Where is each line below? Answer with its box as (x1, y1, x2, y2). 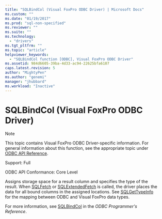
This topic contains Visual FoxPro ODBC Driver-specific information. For (5, 140, 149, 146)
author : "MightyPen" (5, 70, 47, 75)
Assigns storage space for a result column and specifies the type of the (5, 179, 148, 185)
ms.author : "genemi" (5, 75, 47, 79)
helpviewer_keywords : (5, 52, 49, 57)
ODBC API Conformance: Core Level (5, 169, 78, 175)
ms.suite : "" (5, 30, 32, 34)
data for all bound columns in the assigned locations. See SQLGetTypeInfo (5, 189, 154, 195)
